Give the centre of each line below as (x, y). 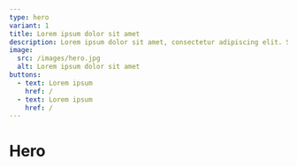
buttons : (25, 75)
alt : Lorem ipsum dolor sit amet (79, 67)
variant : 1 (29, 26)
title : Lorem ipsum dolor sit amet (75, 34)
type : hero (29, 17)
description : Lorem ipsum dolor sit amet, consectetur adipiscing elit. (146, 42)
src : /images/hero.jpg (59, 58)
